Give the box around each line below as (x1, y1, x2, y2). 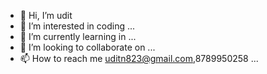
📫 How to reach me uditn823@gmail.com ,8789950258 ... (19, 53, 259, 64)
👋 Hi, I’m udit (19, 10, 73, 21)
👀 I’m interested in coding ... (19, 20, 136, 32)
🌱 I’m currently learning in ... (19, 31, 137, 42)
